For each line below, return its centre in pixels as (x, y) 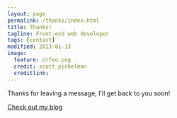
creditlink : (32, 73)
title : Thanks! (30, 27)
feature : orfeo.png (42, 60)
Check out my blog (35, 107)
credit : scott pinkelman (50, 66)
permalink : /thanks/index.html (53, 20)
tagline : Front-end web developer (58, 34)
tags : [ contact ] (31, 40)
